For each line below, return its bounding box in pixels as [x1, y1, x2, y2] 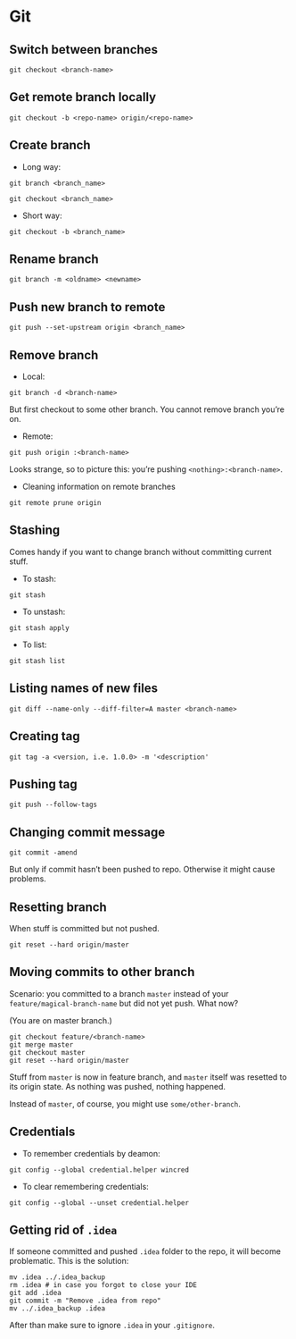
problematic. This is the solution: [9, 1256, 129, 1267]
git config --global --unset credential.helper [9, 1198, 190, 1208]
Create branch [9, 138, 91, 153]
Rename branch [9, 252, 100, 267]
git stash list [9, 656, 66, 665]
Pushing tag [9, 776, 78, 792]
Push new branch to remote [9, 299, 166, 315]
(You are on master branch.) [9, 1015, 113, 1025]
